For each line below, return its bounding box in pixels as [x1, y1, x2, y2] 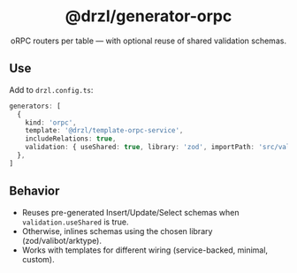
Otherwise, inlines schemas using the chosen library [21, 225, 213, 236]
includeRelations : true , [25, 134, 117, 143]
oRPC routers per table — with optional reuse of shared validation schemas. [10, 35, 287, 46]
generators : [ [9, 102, 62, 110]
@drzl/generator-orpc [65, 6, 232, 27]
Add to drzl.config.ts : [9, 84, 94, 95]
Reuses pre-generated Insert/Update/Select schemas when [21, 207, 240, 217]
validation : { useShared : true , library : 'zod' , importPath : [25, 143, 255, 152]
